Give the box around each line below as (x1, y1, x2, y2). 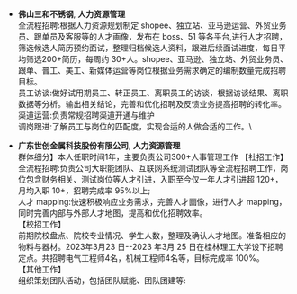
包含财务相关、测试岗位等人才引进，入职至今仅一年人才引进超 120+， (25, 174, 283, 184)
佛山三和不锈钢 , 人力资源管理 (17, 9, 126, 19)
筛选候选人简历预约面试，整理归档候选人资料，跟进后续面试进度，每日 (17, 42, 279, 53)
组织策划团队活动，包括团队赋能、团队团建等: (17, 275, 186, 286)
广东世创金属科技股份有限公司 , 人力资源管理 (17, 140, 181, 151)
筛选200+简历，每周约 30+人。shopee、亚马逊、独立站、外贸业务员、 (25, 54, 288, 64)
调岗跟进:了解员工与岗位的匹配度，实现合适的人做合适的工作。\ (17, 121, 252, 131)
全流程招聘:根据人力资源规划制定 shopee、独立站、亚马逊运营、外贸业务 (17, 20, 287, 31)
